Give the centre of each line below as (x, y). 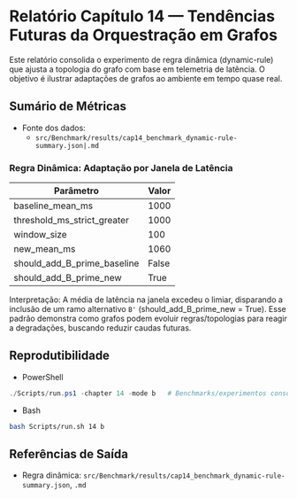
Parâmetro (76, 191)
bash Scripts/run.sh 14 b (57, 426)
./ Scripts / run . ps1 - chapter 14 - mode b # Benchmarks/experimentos (138, 393)
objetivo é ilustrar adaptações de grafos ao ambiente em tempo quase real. (146, 78)
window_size (41, 235)
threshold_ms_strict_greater (72, 221)
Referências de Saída (69, 454)
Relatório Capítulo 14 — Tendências (142, 16)
